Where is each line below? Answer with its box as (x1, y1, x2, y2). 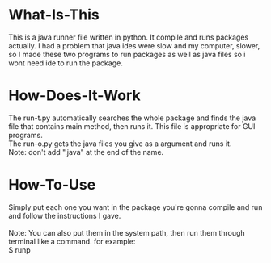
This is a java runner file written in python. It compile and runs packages (8, 32, 249, 42)
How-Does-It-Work (8, 86, 141, 105)
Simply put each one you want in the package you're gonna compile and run (8, 202, 263, 211)
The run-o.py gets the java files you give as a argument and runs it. (8, 139, 232, 148)
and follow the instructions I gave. (8, 211, 121, 220)
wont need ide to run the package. (8, 58, 123, 68)
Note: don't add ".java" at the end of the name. (8, 147, 164, 157)
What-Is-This (8, 6, 100, 24)
